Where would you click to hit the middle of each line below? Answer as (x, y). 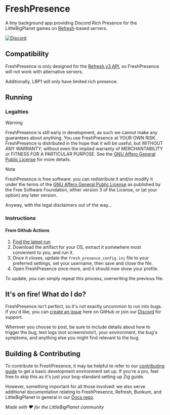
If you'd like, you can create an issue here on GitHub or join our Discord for (83, 312)
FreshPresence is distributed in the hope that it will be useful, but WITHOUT (84, 143)
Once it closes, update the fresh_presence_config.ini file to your (81, 258)
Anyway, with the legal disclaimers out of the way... (59, 205)
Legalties (17, 112)
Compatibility (27, 54)
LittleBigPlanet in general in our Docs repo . (50, 397)
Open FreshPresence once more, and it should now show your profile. (86, 269)
